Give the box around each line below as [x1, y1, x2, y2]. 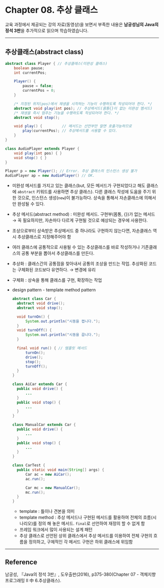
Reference [5, 558, 38, 566]
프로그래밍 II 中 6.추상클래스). [5, 577, 61, 583]
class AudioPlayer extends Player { [5, 146, 80, 151]
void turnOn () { [17, 314, 50, 319]
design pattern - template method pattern [12, 287, 96, 293]
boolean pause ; [14, 65, 45, 71]
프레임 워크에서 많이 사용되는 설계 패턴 [19, 527, 93, 532]
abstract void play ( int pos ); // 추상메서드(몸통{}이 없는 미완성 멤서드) [14, 106, 153, 111]
